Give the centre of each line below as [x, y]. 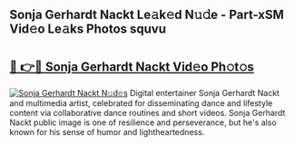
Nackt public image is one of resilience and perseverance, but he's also [143, 122]
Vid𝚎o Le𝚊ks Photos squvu [88, 29]
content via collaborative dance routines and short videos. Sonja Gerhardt [147, 113]
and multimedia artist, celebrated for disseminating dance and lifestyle [141, 103]
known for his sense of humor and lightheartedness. [107, 132]
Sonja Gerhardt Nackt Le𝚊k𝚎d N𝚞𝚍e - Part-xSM [147, 15]
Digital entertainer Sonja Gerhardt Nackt [205, 93]
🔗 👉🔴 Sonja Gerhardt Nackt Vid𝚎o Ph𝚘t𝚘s [132, 67]
